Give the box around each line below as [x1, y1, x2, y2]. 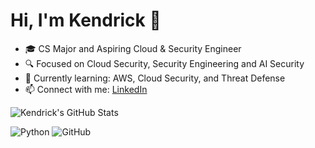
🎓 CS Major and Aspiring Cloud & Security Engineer [24, 42, 242, 54]
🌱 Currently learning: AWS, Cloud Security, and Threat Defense [24, 72, 286, 84]
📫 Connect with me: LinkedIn [24, 83, 148, 95]
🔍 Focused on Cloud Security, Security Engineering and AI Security [24, 57, 305, 69]
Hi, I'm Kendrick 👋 [10, 9, 162, 32]
